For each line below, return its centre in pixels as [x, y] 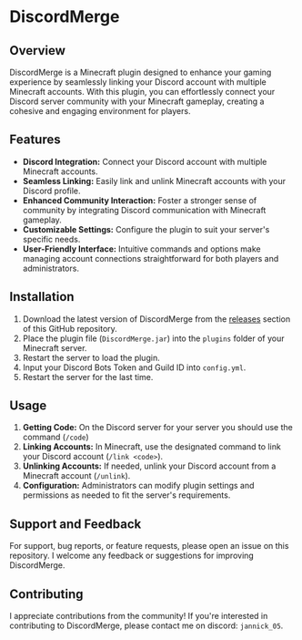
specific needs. [51, 239]
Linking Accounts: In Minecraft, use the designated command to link [152, 447]
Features [35, 140]
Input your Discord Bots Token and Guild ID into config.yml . [134, 367]
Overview [38, 51]
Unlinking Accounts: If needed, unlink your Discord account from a [149, 466]
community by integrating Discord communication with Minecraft [144, 210]
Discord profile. [51, 191]
